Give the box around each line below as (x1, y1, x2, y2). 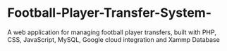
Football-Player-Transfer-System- (7, 5, 211, 21)
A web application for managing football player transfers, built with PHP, (7, 28, 216, 36)
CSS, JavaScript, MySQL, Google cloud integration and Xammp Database (7, 35, 220, 43)
